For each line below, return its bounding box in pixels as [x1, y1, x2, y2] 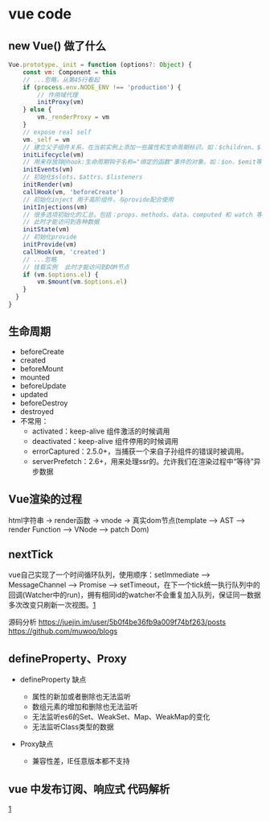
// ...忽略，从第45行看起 [22, 76, 100, 84]
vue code [8, 5, 72, 23]
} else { [22, 106, 52, 114]
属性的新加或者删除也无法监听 [31, 692, 131, 702]
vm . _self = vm [22, 135, 70, 143]
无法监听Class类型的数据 [31, 722, 114, 732]
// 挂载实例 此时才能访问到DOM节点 [22, 263, 130, 271]
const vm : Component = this [22, 68, 117, 77]
